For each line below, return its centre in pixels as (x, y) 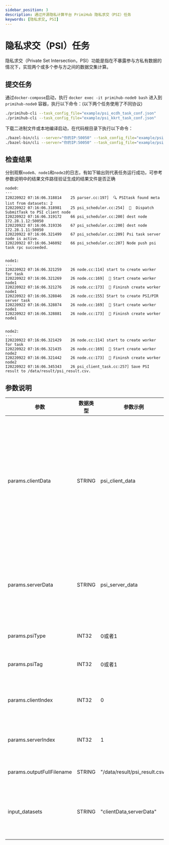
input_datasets (25, 812)
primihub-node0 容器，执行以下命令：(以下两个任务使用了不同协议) (74, 104)
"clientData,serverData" (129, 812)
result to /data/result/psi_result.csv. (48, 371)
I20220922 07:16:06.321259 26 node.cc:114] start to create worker (81, 270)
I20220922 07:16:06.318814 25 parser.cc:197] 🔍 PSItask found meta (82, 198)
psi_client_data (118, 481)
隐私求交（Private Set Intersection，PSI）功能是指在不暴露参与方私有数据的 (83, 61)
